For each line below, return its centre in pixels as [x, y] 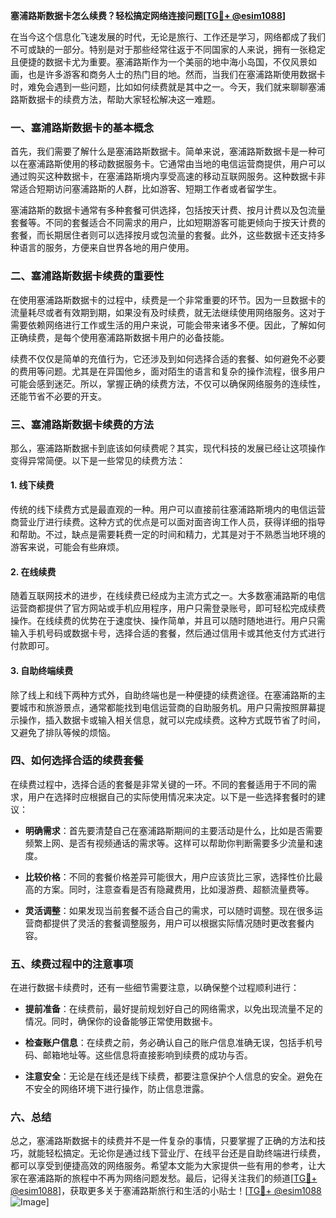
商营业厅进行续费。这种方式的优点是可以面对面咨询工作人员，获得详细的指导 [168, 522]
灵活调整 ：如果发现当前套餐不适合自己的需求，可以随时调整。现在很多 [169, 910]
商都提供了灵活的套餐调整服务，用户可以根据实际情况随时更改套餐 [169, 923]
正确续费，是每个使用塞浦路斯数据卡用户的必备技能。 [120, 337]
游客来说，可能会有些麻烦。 [67, 547]
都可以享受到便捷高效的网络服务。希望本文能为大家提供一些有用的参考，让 [163, 1166]
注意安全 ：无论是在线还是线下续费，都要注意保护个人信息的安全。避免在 [173, 1076]
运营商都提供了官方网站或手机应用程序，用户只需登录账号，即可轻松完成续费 [168, 608]
